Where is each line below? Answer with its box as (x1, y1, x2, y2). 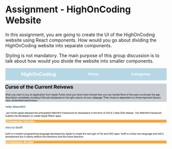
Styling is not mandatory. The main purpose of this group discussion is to (5, 52, 160, 59)
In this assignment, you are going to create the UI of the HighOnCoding (5, 31, 155, 38)
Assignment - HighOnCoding (5, 4, 131, 15)
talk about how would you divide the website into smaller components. (5, 58, 154, 64)
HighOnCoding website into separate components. (5, 42, 112, 48)
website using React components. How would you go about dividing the (5, 37, 157, 43)
